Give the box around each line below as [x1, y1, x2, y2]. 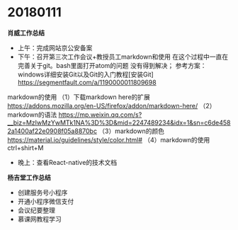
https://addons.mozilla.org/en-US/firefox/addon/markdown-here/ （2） [7, 101, 216, 110]
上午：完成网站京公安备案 [17, 43, 93, 52]
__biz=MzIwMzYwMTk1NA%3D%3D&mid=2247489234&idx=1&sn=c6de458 [7, 118, 231, 127]
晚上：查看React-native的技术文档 [17, 158, 118, 166]
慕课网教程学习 [17, 214, 62, 223]
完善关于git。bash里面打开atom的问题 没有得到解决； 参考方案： [17, 61, 207, 69]
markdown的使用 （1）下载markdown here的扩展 [7, 93, 151, 101]
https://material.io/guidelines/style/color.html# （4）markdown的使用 [7, 135, 210, 144]
